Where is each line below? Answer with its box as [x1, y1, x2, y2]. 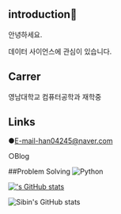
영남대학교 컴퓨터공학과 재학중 [8, 92, 102, 101]
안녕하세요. [8, 29, 43, 39]
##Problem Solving [8, 167, 71, 176]
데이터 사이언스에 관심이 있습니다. [8, 47, 112, 56]
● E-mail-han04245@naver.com [8, 136, 113, 146]
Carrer [8, 70, 41, 84]
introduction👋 [8, 8, 78, 21]
